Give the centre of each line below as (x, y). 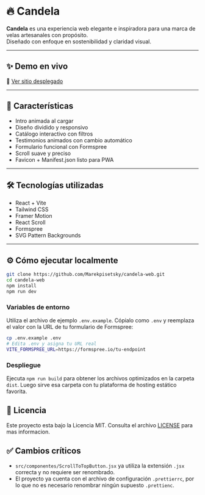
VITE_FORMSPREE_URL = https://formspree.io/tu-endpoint (76, 349)
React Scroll (30, 222)
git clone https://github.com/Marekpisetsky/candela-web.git (86, 275)
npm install (21, 286)
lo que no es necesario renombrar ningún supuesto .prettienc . (95, 485)
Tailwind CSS (32, 209)
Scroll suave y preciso (43, 153)
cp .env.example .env (34, 338)
